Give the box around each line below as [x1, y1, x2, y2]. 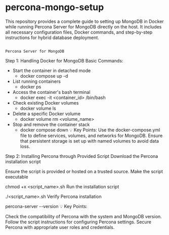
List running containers [12, 78, 61, 84]
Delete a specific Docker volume [12, 111, 81, 117]
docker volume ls [20, 105, 57, 111]
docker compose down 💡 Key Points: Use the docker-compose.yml [20, 126, 160, 133]
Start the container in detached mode [12, 68, 91, 74]
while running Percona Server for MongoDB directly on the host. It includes [5, 23, 162, 29]
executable [5, 174, 29, 180]
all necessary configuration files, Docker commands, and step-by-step [5, 29, 153, 35]
